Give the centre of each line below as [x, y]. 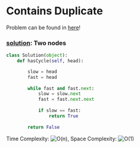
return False [44, 127]
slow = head [43, 72]
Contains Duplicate [55, 11]
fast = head [43, 77]
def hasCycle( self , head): [50, 61]
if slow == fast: [60, 111]
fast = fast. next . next [66, 100]
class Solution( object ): [37, 55]
